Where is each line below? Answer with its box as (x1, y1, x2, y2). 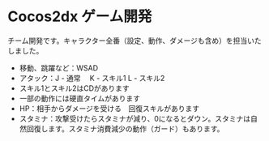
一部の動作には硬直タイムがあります (19, 93, 141, 103)
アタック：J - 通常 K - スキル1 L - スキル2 (19, 73, 165, 83)
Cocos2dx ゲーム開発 (7, 7, 152, 26)
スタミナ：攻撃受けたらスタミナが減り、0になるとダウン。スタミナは (19, 113, 251, 123)
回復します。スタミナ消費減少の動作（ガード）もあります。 (26, 123, 224, 134)
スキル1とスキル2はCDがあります (19, 83, 130, 93)
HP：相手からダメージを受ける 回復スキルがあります (19, 103, 200, 113)
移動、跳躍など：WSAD (19, 62, 99, 73)
